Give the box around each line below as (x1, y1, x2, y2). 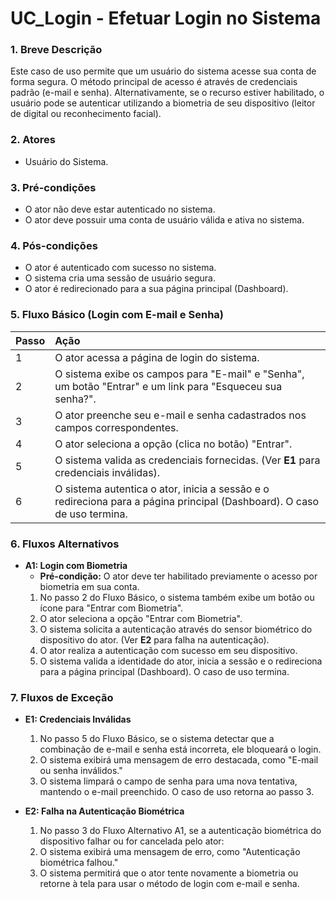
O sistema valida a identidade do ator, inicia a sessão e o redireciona (39, 655, 323, 667)
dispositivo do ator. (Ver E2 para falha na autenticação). (39, 633, 270, 646)
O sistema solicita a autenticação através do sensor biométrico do (39, 623, 313, 635)
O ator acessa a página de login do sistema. (54, 350, 260, 364)
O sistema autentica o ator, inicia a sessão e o (54, 482, 270, 496)
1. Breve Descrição (10, 43, 103, 57)
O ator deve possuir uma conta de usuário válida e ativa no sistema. (24, 214, 305, 226)
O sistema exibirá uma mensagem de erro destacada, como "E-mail (39, 754, 319, 766)
